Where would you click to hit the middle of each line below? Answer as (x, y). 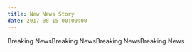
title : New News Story (41, 14)
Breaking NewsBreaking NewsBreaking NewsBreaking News (96, 41)
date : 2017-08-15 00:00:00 (47, 21)
